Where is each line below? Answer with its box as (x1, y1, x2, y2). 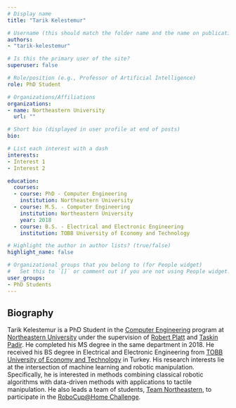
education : (7, 177, 39, 185)
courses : (13, 184, 39, 191)
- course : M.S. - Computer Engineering (13, 204, 131, 211)
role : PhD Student (7, 81, 61, 88)
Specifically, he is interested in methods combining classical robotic (7, 370, 204, 379)
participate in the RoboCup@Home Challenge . (7, 393, 141, 401)
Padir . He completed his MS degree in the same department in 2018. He (7, 341, 215, 349)
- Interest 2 (7, 164, 46, 172)
